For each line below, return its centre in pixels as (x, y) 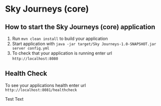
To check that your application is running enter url (62, 53)
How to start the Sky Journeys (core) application (80, 27)
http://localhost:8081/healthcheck (41, 90)
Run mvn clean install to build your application (60, 38)
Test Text (14, 99)
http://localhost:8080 (35, 59)
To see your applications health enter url (45, 85)
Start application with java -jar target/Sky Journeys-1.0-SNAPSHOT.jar (84, 44)
